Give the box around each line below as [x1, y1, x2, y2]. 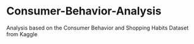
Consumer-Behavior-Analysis [6, 4, 162, 18]
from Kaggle [6, 30, 38, 37]
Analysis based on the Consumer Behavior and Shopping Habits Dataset [6, 24, 188, 31]
